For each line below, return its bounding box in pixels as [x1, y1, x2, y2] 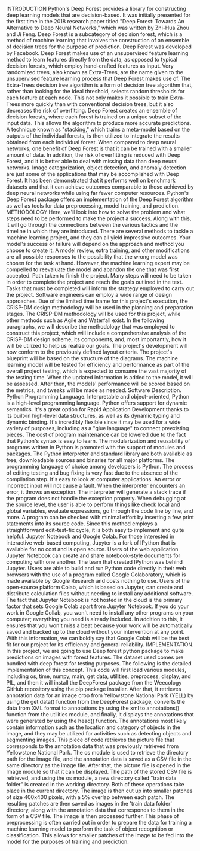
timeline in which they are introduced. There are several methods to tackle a [6, 227, 193, 235]
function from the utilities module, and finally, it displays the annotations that [6, 711, 194, 718]
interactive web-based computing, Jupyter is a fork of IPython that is [6, 539, 176, 546]
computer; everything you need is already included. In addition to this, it [6, 616, 183, 622]
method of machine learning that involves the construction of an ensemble [6, 37, 190, 44]
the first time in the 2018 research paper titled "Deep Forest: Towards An [6, 18, 185, 25]
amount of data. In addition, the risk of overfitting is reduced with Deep [6, 151, 181, 158]
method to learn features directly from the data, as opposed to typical [6, 56, 178, 63]
